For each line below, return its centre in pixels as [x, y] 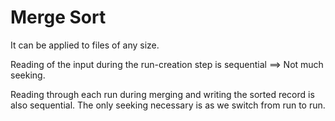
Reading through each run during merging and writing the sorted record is [162, 94]
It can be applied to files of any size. [85, 45]
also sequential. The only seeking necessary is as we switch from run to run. [168, 105]
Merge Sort [58, 17]
